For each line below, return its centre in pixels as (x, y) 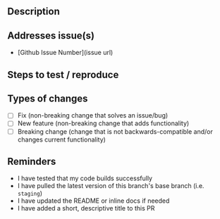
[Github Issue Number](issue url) (65, 53)
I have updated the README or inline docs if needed (93, 201)
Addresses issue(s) (51, 36)
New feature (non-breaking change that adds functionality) (103, 123)
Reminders (32, 161)
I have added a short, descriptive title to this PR (86, 208)
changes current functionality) (61, 139)
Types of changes (48, 98)
